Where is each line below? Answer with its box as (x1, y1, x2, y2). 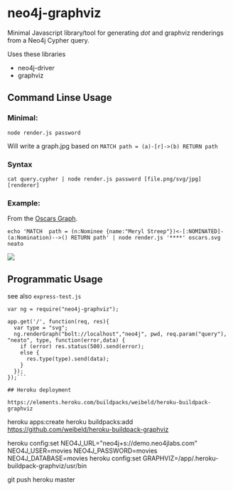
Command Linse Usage (7, 92, 112, 104)
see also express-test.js (7, 292, 82, 301)
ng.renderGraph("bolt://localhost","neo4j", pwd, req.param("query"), (13, 330, 227, 338)
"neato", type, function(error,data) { (7, 337, 126, 344)
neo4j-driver (17, 63, 55, 72)
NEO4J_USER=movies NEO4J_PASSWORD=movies (7, 446, 158, 455)
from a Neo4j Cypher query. (7, 36, 90, 44)
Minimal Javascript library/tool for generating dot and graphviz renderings (7, 28, 224, 37)
